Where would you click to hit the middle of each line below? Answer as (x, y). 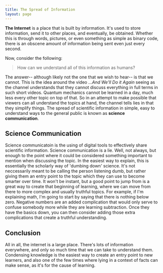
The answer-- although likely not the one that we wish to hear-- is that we (79, 77)
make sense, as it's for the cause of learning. (50, 265)
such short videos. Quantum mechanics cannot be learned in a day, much (79, 92)
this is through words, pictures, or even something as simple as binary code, (82, 38)
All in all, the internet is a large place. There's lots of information (69, 245)
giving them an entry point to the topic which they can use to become (75, 176)
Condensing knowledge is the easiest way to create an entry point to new (79, 255)
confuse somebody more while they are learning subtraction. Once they (77, 207)
